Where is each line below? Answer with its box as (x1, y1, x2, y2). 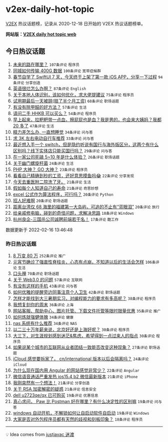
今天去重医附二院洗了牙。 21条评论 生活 (12, 178, 91, 185)
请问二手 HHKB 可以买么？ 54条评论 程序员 (12, 110, 97, 116)
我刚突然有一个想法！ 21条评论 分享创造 (12, 380, 90, 386)
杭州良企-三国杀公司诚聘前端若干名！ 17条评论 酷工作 (12, 216, 119, 222)
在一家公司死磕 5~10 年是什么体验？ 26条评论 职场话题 (12, 153, 120, 160)
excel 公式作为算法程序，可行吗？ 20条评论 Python (12, 191, 114, 197)
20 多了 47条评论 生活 (12, 123, 54, 129)
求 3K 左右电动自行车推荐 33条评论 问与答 (12, 135, 94, 141)
